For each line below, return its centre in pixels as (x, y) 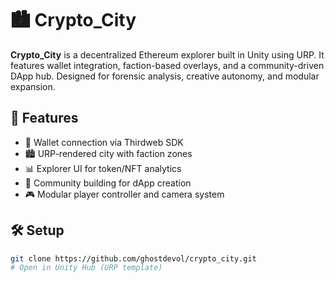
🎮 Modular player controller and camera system (124, 194)
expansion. (33, 86)
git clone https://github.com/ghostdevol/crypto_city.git (133, 258)
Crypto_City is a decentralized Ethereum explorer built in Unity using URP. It (167, 54)
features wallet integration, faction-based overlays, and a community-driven (167, 65)
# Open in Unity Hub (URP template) (86, 268)
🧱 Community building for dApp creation (108, 183)
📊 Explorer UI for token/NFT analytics (103, 168)
